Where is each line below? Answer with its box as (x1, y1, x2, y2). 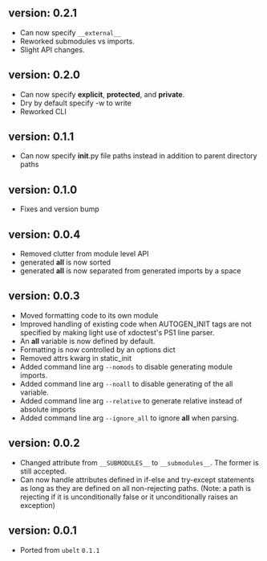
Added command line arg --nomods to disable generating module (19, 362, 233, 371)
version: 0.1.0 (8, 182, 78, 196)
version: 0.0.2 (8, 436, 80, 450)
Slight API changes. (19, 44, 85, 55)
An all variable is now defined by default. (19, 336, 156, 346)
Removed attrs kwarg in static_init (19, 353, 132, 362)
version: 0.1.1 (8, 130, 75, 144)
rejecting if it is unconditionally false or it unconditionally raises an (19, 492, 238, 502)
